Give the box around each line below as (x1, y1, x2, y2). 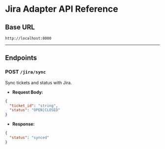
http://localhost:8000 (5, 36, 52, 41)
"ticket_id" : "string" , (9, 103, 58, 108)
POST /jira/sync (5, 69, 46, 75)
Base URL (5, 23, 35, 31)
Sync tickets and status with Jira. (5, 79, 72, 85)
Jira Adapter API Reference (5, 3, 118, 15)
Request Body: (12, 89, 43, 95)
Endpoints (5, 54, 37, 62)
